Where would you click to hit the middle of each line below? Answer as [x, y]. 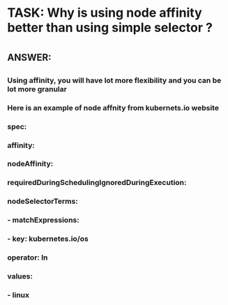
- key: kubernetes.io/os [48, 239]
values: [20, 276]
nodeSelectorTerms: [43, 202]
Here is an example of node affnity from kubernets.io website [113, 107]
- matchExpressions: [43, 220]
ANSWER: [29, 58]
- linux [18, 295]
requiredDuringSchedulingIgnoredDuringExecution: [97, 183]
